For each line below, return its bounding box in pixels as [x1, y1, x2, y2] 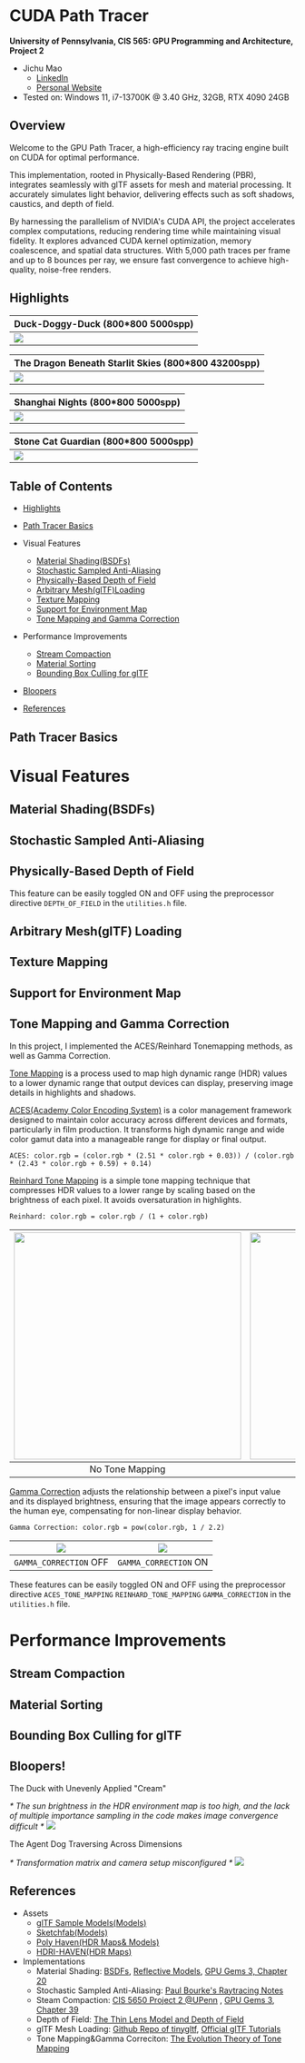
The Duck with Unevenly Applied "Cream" [9, 1782, 166, 1793]
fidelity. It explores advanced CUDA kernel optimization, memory [9, 235, 252, 246]
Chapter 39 [35, 2004, 79, 2015]
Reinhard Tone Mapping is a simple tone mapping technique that [9, 1175, 251, 1186]
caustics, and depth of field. [9, 198, 114, 209]
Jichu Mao [22, 63, 63, 74]
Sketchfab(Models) [35, 1927, 108, 1938]
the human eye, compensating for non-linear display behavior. [9, 1505, 242, 1516]
